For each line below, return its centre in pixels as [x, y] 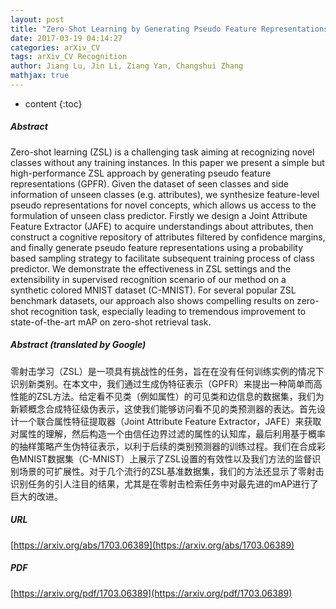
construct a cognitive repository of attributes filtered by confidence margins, [168, 237]
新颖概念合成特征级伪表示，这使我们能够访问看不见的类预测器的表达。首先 [163, 408]
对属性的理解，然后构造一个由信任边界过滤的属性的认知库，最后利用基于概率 [168, 433]
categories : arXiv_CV [55, 47]
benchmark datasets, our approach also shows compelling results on [152, 300]
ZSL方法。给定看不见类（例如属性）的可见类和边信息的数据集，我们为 [180, 396]
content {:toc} [53, 103]
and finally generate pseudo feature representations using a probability [157, 247]
